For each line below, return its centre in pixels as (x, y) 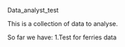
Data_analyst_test (33, 10)
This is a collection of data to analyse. (63, 23)
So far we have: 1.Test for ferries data (62, 37)
